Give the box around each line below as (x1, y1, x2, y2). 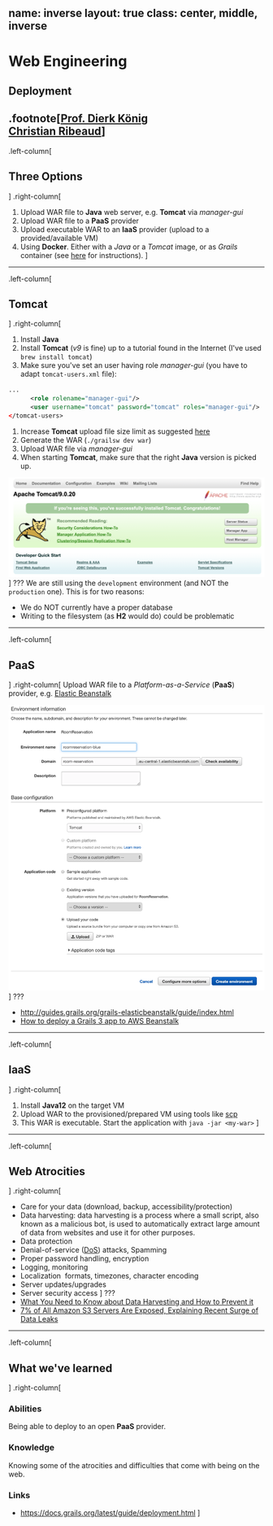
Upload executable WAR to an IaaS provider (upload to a (19, 224, 210, 234)
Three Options (8, 170, 83, 184)
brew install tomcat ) (19, 352, 93, 361)
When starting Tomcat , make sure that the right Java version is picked (19, 452, 258, 462)
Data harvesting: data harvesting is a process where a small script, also (19, 1210, 260, 1220)
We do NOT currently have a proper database (19, 602, 173, 613)
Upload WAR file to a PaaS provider (19, 216, 140, 225)
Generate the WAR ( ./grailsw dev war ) (19, 435, 152, 444)
